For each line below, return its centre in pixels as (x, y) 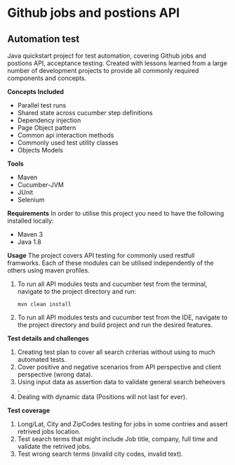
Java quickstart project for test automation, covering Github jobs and (107, 55)
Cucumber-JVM (41, 185)
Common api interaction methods (66, 135)
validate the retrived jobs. (54, 446)
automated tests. (42, 359)
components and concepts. (47, 78)
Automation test (43, 39)
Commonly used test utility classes (68, 143)
